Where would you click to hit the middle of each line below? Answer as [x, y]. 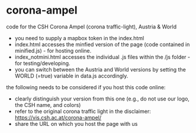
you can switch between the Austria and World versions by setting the [100, 69]
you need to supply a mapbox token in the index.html [79, 38]
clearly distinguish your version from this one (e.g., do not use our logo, [102, 99]
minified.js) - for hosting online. [53, 50]
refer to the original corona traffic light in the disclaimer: [83, 111]
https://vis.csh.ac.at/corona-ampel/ [58, 117]
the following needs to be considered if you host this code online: [86, 87]
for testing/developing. [42, 63]
